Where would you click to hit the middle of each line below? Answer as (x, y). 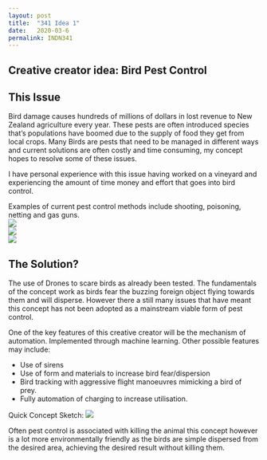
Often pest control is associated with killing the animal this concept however (133, 431)
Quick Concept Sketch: (46, 415)
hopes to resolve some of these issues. (73, 159)
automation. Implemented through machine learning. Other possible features (134, 341)
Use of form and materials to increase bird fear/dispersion (115, 374)
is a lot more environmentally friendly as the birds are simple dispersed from (133, 439)
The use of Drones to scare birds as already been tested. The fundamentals (133, 283)
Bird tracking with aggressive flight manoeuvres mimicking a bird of (131, 382)
